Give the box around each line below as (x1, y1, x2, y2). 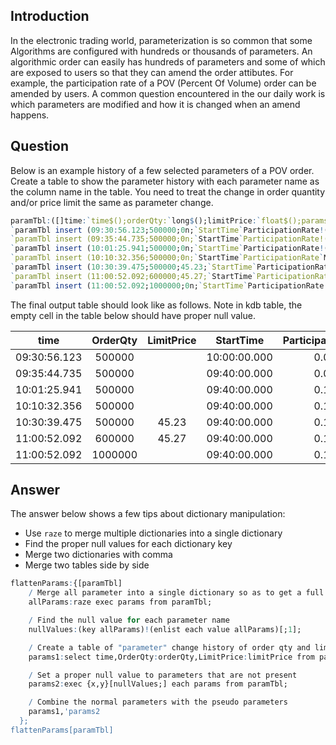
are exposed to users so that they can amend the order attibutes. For (10, 66, 294, 78)
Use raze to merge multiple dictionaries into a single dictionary (24, 527, 283, 539)
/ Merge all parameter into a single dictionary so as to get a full (28, 588, 325, 598)
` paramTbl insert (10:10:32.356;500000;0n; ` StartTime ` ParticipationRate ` (10, 253, 325, 263)
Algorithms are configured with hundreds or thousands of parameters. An (10, 45, 313, 57)
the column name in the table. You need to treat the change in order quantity (10, 185, 326, 198)
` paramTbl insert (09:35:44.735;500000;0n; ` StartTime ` (10, 234, 244, 244)
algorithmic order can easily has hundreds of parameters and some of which (10, 55, 326, 68)
